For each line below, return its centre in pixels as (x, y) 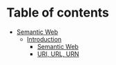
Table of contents (58, 13)
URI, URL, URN (58, 54)
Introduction (44, 39)
